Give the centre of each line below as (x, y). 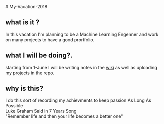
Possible (14, 106)
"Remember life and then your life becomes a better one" (64, 116)
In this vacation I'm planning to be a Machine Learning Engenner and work (82, 34)
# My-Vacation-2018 (26, 7)
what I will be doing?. (39, 56)
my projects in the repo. (30, 73)
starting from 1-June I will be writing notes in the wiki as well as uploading (81, 67)
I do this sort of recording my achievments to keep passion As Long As (78, 100)
